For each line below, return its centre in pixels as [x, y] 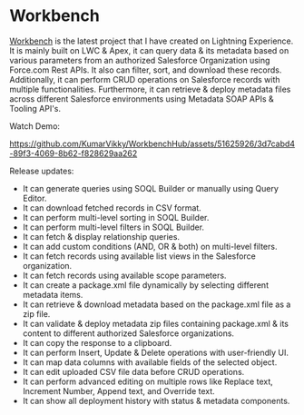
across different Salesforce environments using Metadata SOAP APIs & [142, 99]
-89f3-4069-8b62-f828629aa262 [74, 153]
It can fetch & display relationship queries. [101, 236]
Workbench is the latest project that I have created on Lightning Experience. [152, 41]
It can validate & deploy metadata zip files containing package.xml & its [155, 323]
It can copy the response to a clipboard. [97, 342]
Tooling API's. [35, 108]
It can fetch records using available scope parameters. [124, 275]
